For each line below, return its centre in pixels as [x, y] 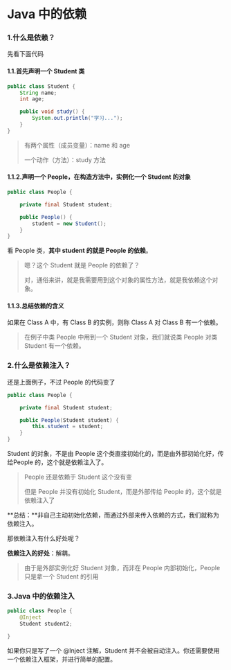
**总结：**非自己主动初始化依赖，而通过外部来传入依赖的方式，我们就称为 [113, 515]
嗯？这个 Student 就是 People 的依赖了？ [82, 265]
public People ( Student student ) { [69, 420]
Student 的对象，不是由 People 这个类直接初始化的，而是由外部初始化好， [112, 454]
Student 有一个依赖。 [54, 346]
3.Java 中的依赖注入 [41, 596]
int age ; [32, 99]
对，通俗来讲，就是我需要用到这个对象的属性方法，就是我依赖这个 [118, 280]
